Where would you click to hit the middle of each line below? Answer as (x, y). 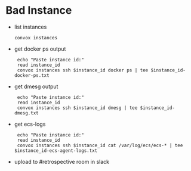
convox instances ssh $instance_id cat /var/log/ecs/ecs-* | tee (100, 145)
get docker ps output (40, 49)
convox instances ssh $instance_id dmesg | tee (77, 108)
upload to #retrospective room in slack (62, 161)
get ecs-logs (30, 124)
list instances (30, 27)
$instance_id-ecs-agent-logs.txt (56, 150)
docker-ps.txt (32, 75)
